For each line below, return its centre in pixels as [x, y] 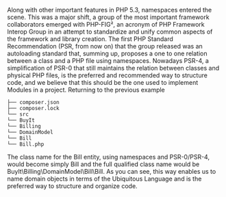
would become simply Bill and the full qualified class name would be [103, 164]
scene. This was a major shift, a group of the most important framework [109, 17]
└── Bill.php [26, 144]
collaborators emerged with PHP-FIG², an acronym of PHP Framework [106, 24]
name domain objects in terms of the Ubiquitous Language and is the [104, 179]
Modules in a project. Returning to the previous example [86, 90]
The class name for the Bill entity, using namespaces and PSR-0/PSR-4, [109, 157]
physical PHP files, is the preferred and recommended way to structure [107, 75]
